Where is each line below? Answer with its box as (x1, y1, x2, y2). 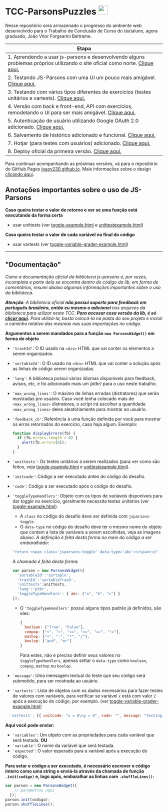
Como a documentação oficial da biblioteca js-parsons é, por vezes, (5, 273, 147, 279)
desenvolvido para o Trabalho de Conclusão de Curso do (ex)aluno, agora (5, 27, 158, 33)
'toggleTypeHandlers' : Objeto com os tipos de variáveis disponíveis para (12, 492, 162, 498)
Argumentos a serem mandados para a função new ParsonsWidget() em (5, 330, 155, 336)
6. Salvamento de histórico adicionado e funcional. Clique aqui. (7, 131, 156, 138)
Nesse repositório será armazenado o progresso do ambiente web (5, 22, 142, 28)
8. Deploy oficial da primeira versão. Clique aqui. (7, 147, 121, 154)
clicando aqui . (5, 171, 34, 177)
